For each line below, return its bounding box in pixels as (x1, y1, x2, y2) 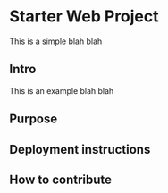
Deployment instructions (9, 141, 151, 157)
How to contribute (9, 172, 113, 187)
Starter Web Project (9, 6, 159, 27)
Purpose (9, 112, 58, 127)
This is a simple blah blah (9, 36, 103, 46)
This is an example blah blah (9, 85, 114, 96)
